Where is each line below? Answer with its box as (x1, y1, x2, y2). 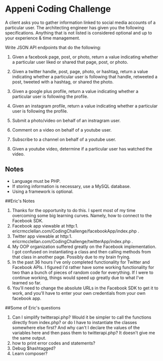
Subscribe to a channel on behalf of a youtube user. (12, 136, 116, 142)
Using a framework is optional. (12, 189, 74, 194)
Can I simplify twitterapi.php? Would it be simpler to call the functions (12, 314, 152, 320)
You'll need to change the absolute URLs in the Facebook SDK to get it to (12, 285, 159, 291)
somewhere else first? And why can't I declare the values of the (12, 324, 140, 330)
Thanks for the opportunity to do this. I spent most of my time (12, 207, 136, 213)
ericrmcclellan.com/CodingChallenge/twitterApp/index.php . (12, 238, 133, 244)
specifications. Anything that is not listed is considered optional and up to (5, 30, 152, 36)
